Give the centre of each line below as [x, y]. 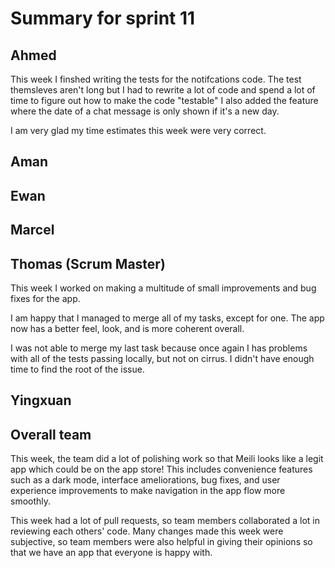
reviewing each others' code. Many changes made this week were [147, 531]
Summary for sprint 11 [103, 18]
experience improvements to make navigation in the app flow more [148, 491]
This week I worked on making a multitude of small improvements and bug [163, 288]
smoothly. [31, 501]
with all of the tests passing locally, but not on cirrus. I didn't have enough [162, 358]
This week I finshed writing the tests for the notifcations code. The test [156, 79]
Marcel [32, 230]
